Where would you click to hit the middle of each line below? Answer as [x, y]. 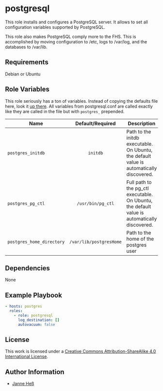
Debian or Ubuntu [23, 74]
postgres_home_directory [36, 242]
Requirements [27, 62]
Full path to [139, 182]
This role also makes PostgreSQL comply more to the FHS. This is [71, 37]
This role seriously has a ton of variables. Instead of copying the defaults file [81, 101]
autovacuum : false [36, 324]
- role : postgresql [33, 315]
